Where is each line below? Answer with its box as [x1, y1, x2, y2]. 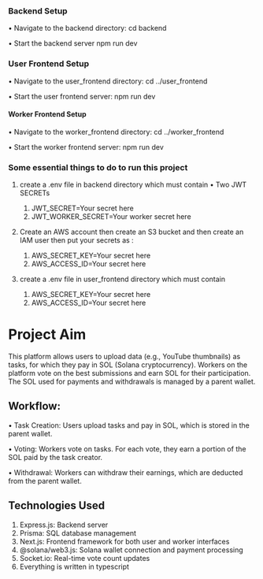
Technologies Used [8, 499, 105, 513]
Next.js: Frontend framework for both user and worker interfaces [19, 536, 230, 546]
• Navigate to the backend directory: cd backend [8, 24, 167, 33]
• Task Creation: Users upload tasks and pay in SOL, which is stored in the [8, 420, 250, 430]
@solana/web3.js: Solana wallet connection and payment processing [19, 545, 244, 555]
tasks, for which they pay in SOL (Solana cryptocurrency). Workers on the [8, 360, 248, 369]
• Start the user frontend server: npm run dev [8, 91, 156, 101]
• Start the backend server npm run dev [8, 39, 138, 48]
